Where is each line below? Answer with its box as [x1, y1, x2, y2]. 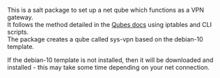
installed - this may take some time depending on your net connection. [7, 64, 210, 71]
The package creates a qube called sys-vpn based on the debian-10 [7, 35, 203, 43]
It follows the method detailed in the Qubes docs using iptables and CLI [7, 21, 212, 28]
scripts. [7, 28, 29, 36]
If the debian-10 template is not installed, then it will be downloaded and [7, 56, 214, 64]
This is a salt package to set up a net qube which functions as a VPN [7, 6, 204, 14]
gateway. [7, 13, 33, 21]
